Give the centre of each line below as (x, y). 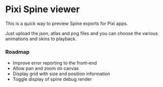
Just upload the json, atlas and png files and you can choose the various (82, 33)
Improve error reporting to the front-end (55, 63)
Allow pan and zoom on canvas (46, 68)
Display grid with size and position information (62, 74)
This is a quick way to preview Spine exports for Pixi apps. (67, 23)
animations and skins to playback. (41, 39)
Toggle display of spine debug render (52, 79)
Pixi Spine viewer (43, 9)
